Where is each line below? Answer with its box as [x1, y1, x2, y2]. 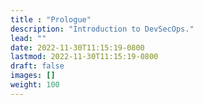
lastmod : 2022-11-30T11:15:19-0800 [10, 52, 159, 62]
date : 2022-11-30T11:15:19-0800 [10, 42, 145, 53]
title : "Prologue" [10, 14, 92, 25]
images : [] [10, 71, 56, 81]
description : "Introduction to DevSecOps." [10, 24, 195, 34]
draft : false [10, 61, 65, 71]
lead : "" [10, 33, 47, 43]
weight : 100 [10, 80, 60, 90]
